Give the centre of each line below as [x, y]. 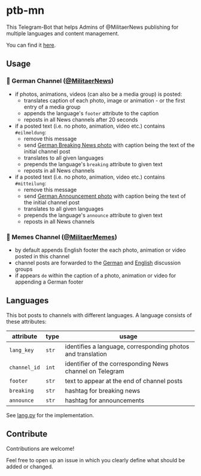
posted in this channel [42, 256]
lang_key [22, 350]
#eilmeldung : [31, 132]
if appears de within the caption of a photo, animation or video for [95, 275]
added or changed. [30, 466]
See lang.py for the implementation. [50, 415]
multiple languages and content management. [63, 33]
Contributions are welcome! [40, 448]
